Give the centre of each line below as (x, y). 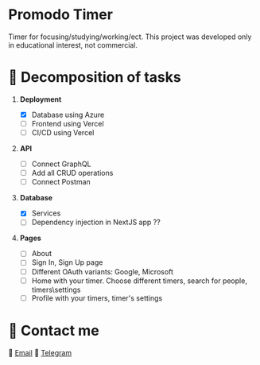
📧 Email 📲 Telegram (40, 352)
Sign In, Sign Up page (67, 262)
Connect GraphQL (61, 164)
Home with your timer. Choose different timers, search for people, (140, 281)
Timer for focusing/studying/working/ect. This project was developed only (130, 37)
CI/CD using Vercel (63, 132)
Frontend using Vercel (68, 123)
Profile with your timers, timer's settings (97, 298)
